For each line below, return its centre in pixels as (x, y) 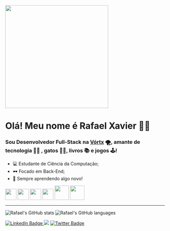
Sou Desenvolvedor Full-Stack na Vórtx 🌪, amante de (73, 142)
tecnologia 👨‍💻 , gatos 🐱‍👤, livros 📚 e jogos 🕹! (61, 150)
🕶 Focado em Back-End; (39, 171)
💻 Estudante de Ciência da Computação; (56, 164)
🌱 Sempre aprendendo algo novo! (48, 179)
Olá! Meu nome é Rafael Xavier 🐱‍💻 (78, 126)
